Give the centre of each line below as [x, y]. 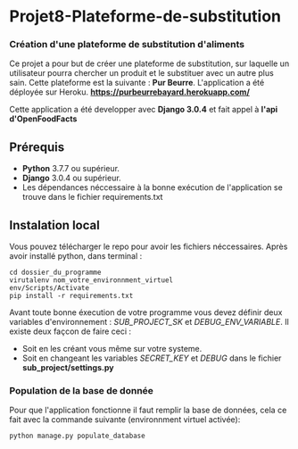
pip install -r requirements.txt [71, 296]
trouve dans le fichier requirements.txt [92, 197]
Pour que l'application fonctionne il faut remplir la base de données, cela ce [148, 410]
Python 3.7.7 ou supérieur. [71, 169]
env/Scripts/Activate [50, 288]
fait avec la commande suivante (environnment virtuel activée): [125, 420]
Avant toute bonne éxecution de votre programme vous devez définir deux [146, 312]
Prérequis [37, 147]
